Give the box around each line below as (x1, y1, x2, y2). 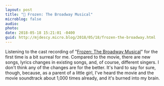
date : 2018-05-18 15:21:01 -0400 (5, 30, 75, 35)
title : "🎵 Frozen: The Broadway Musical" (5, 12, 93, 17)
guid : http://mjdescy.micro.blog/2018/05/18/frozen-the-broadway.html (5, 35, 156, 40)
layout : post (5, 7, 33, 12)
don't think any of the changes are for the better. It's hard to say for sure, (5, 64, 156, 70)
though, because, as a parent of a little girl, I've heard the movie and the (5, 70, 154, 76)
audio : (5, 21, 19, 26)
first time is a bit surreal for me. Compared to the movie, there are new (5, 54, 151, 60)
